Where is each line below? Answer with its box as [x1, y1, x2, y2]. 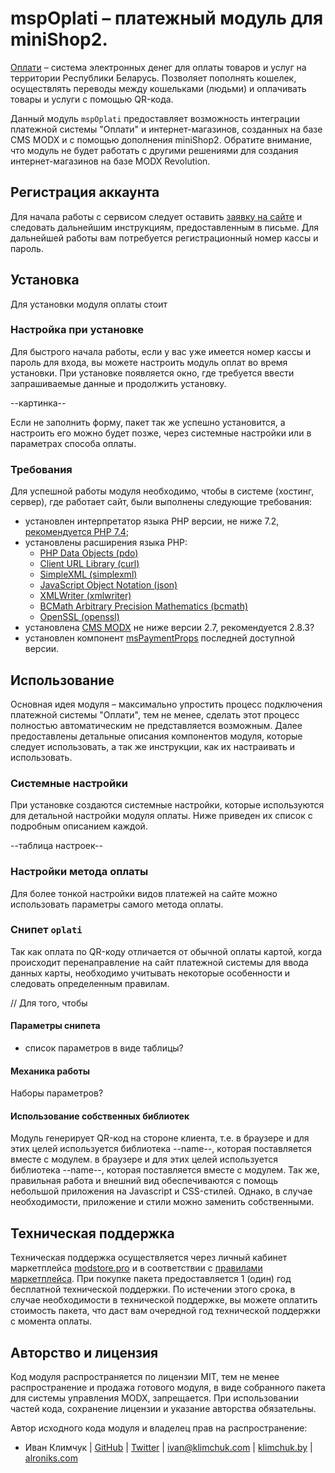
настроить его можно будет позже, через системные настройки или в [10, 427, 312, 439]
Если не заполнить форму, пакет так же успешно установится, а [10, 416, 286, 428]
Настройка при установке [10, 323, 144, 337]
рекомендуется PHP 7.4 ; [24, 526, 130, 538]
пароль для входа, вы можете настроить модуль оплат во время [10, 356, 288, 368]
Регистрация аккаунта [10, 184, 160, 201]
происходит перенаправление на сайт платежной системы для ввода [10, 956, 309, 968]
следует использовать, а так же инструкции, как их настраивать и [10, 740, 295, 752]
